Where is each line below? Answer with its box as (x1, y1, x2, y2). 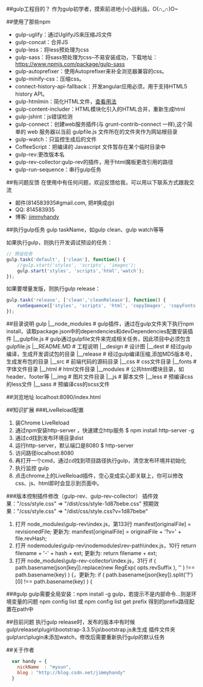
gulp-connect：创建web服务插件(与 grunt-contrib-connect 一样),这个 (14, 120, 187, 128)
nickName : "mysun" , (17, 664, 71, 670)
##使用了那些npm (6, 18, 51, 25)
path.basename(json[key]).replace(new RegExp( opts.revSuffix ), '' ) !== (14, 564, 195, 571)
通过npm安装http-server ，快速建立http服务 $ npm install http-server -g (14, 427, 195, 434)
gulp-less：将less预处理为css (14, 46, 89, 53)
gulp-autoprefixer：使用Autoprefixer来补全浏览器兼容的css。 (14, 68, 167, 74)
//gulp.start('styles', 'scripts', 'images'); (17, 262, 137, 268)
